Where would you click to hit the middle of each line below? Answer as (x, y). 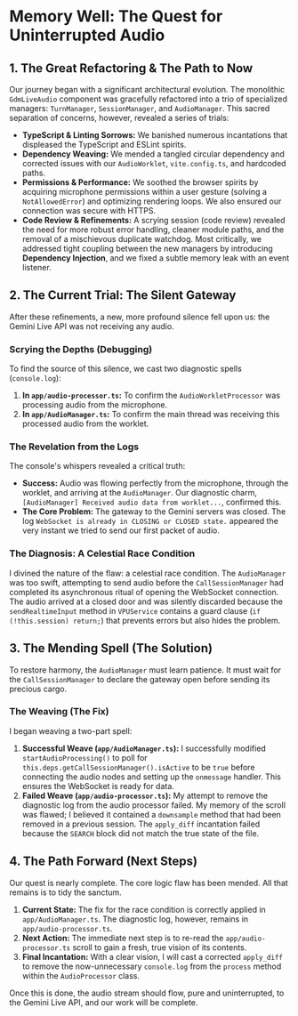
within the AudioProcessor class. (81, 975)
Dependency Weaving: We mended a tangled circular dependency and (153, 154)
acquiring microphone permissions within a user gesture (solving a (144, 192)
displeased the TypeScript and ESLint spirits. (104, 145)
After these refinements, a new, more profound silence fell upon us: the (140, 317)
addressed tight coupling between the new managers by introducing (147, 248)
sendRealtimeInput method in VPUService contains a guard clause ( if (135, 610)
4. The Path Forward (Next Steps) (104, 862)
